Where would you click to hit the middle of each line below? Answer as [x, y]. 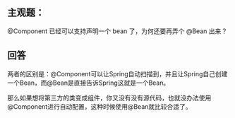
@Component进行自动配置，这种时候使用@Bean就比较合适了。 [100, 106]
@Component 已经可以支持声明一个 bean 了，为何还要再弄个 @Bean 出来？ [117, 31]
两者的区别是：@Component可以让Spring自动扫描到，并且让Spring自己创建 [117, 73]
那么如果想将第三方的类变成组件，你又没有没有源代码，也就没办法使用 [109, 98]
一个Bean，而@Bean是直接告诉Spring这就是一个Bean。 [89, 83]
